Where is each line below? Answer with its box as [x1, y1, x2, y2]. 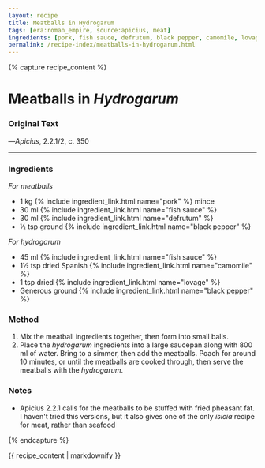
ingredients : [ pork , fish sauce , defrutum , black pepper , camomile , [8, 33, 238, 42]
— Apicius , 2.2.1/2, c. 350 [8, 136, 89, 146]
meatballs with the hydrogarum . [19, 365, 124, 375]
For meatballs [8, 181, 54, 190]
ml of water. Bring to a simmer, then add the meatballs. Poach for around [19, 349, 256, 358]
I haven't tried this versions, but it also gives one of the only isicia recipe [19, 411, 255, 421]
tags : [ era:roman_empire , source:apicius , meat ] [8, 26, 171, 34]
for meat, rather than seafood [19, 420, 116, 429]
